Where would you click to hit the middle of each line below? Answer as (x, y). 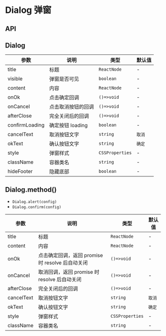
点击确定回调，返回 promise (71, 255)
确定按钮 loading (68, 126)
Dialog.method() (31, 189)
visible (15, 79)
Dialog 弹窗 (28, 10)
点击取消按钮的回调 (72, 107)
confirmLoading (26, 125)
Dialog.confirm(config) (37, 207)
